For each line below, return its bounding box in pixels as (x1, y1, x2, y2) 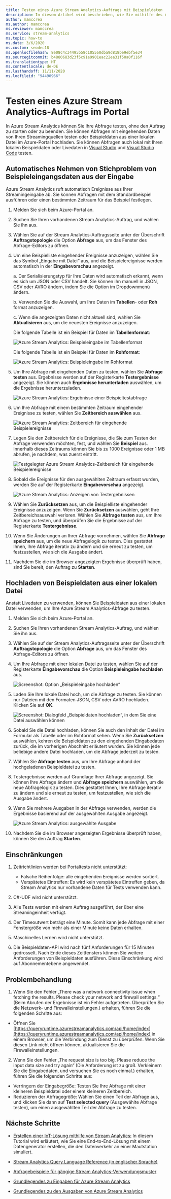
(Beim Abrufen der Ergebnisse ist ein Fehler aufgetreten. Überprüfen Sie (13, 1000, 164, 1006)
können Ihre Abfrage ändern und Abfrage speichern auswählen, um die (13, 779, 164, 785)
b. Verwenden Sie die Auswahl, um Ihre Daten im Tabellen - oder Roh (13, 299, 158, 305)
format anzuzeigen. (13, 304, 54, 310)
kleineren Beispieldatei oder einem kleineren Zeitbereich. (13, 1088, 132, 1094)
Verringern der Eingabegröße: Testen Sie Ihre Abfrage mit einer (13, 1083, 146, 1089)
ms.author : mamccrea (6, 21, 50, 27)
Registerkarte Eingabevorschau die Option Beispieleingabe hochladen (13, 666, 163, 672)
